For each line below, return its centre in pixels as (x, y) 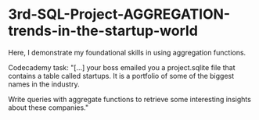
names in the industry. (44, 84)
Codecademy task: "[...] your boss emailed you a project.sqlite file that (122, 67)
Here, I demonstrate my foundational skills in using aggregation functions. (127, 52)
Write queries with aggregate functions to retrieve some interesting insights (130, 99)
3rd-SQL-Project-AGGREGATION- (119, 14)
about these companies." (48, 108)
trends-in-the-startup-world (103, 31)
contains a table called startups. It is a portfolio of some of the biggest (121, 76)
